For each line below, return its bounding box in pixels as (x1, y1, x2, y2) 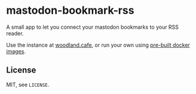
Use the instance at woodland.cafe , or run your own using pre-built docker (6, 41, 190, 48)
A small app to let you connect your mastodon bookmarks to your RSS (6, 23, 179, 31)
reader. (6, 29, 24, 37)
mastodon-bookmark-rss (6, 4, 134, 17)
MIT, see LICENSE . (6, 81, 50, 88)
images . (6, 47, 26, 54)
